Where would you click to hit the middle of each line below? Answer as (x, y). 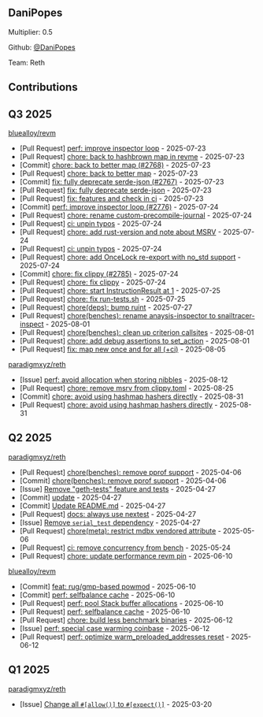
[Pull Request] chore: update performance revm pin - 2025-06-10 (126, 555)
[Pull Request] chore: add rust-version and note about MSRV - (120, 232)
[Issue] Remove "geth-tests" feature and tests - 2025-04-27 (118, 489)
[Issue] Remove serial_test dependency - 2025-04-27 (110, 522)
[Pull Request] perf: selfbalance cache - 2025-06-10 (105, 611)
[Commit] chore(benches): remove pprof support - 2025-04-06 (123, 481)
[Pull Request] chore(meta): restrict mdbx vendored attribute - (120, 530)
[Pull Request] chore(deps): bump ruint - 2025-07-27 (106, 307)
